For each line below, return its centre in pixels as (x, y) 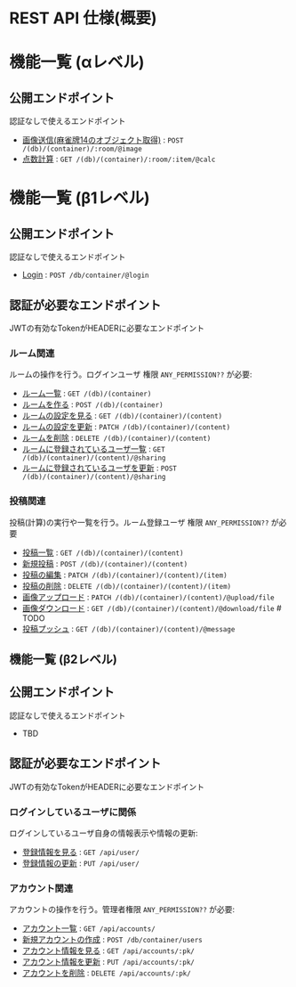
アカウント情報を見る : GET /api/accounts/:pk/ (108, 950)
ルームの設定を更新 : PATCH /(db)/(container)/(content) (126, 427)
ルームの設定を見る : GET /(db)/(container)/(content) (122, 416)
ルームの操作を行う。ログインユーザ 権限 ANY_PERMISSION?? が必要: (131, 374)
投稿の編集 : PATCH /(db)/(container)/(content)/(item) (125, 575)
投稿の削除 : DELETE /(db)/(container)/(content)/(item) (127, 585)
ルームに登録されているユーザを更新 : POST (100, 468)
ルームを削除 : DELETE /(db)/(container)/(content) (116, 438)
